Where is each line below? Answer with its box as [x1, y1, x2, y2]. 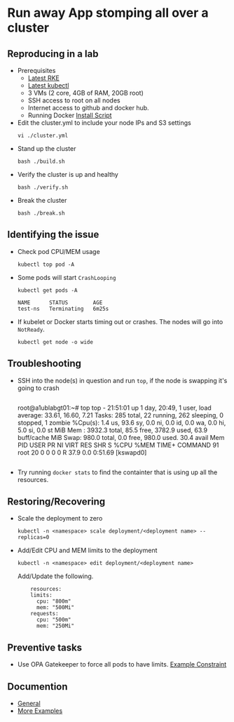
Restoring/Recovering [7, 496, 106, 508]
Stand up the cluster [17, 145, 76, 152]
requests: [30, 610, 59, 617]
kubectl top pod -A [17, 261, 75, 268]
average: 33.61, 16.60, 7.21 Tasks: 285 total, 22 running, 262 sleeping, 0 [17, 410, 224, 419]
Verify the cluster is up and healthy [17, 171, 119, 178]
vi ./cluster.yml [17, 132, 69, 139]
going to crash [17, 384, 60, 392]
